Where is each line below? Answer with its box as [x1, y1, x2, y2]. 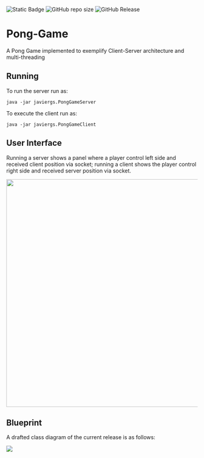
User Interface [6, 138, 63, 148]
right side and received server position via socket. [6, 167, 132, 174]
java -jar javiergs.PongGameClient [6, 121, 97, 128]
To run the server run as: [6, 87, 69, 94]
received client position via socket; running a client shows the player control [6, 160, 197, 168]
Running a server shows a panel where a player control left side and [6, 154, 176, 161]
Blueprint [6, 417, 42, 428]
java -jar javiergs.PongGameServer [6, 99, 97, 105]
